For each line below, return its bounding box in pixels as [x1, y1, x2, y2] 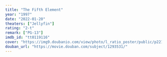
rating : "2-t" [5, 26, 35, 31]
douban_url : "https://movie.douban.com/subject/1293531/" [5, 44, 128, 49]
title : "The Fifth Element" [5, 7, 64, 12]
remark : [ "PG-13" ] [5, 30, 43, 35]
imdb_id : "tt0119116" [5, 35, 50, 40]
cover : [5, 40, 19, 45]
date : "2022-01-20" [5, 16, 46, 21]
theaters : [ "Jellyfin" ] [5, 21, 55, 26]
